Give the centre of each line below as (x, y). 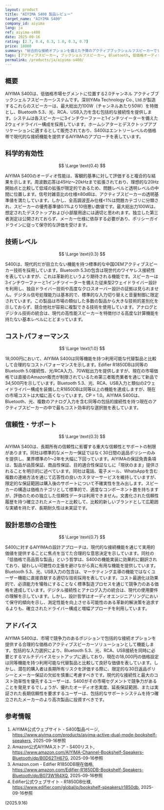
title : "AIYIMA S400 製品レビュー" (39, 14)
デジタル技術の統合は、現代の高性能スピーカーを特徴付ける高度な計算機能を (82, 313)
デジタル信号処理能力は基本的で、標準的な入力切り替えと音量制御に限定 (86, 294)
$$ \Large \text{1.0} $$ (82, 348)
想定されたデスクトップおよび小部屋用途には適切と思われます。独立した (77, 212)
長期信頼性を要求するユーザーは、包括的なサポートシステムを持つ (88, 693)
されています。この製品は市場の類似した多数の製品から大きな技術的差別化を (82, 301)
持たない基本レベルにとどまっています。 (45, 319)
